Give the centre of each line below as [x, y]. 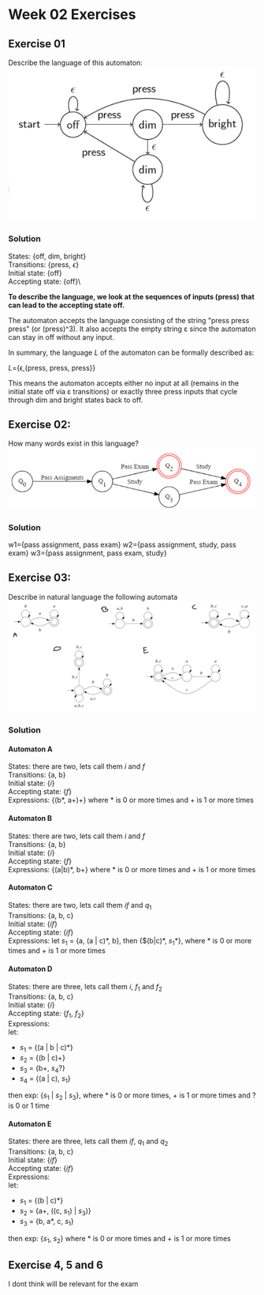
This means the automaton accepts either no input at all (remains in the [123, 383]
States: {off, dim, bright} [47, 256]
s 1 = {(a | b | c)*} [46, 1048]
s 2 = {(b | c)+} [42, 1058]
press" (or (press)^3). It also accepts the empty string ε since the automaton [132, 329]
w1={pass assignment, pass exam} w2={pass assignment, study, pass [122, 544]
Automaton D [30, 969]
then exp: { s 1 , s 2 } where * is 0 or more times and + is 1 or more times [119, 1239]
